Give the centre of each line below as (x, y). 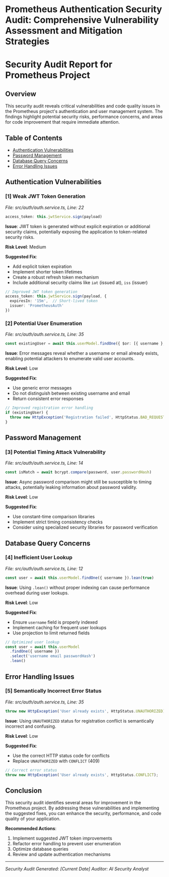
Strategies (27, 42)
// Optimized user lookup (32, 642)
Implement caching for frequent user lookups (59, 627)
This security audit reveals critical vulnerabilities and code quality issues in (83, 106)
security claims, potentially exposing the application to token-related (76, 232)
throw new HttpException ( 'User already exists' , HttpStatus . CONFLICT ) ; (82, 775)
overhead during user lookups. (37, 593)
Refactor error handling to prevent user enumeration (67, 844)
